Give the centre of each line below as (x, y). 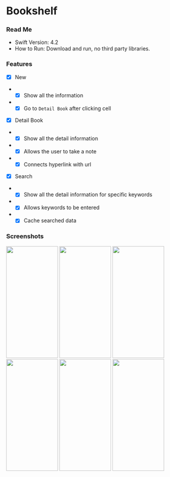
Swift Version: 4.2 (36, 42)
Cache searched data (50, 220)
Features (19, 64)
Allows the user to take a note (60, 151)
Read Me (19, 30)
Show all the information (53, 95)
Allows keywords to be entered (62, 208)
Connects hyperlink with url (57, 165)
